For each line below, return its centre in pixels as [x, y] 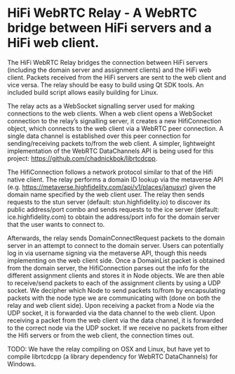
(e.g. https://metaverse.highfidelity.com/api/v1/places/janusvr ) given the [112, 187]
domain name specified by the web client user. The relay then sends [106, 194]
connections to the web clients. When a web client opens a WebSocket [110, 113]
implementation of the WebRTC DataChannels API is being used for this [110, 151]
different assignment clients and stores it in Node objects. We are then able [116, 275]
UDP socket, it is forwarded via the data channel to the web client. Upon [112, 313]
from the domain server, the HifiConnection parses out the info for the [108, 268]
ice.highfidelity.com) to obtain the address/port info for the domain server [114, 217]
